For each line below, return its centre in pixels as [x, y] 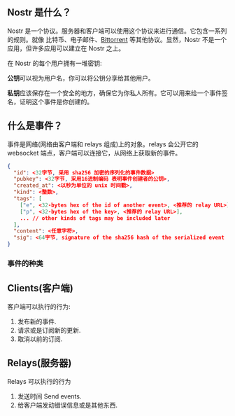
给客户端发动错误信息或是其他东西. [67, 405]
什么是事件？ [35, 126]
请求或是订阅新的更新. [49, 330]
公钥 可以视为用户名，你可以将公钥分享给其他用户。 [81, 78]
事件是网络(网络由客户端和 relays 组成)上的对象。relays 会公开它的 [103, 144]
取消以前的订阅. [40, 339]
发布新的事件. [37, 321]
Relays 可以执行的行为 [39, 381]
